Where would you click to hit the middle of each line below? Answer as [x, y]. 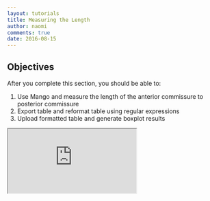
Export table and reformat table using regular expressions [98, 111]
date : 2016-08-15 [32, 39]
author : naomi [27, 26]
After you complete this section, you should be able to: [84, 83]
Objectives [31, 67]
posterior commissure [48, 104]
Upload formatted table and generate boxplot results [91, 118]
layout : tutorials [33, 13]
